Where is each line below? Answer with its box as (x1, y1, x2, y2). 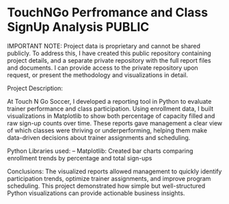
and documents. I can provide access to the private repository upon (7, 63, 198, 72)
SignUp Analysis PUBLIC (7, 19, 150, 35)
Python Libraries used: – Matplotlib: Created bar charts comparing (7, 147, 193, 155)
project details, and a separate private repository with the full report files (7, 56, 211, 64)
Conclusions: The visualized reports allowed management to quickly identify (7, 167, 222, 175)
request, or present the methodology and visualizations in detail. (7, 70, 189, 79)
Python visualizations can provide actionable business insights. (7, 189, 185, 197)
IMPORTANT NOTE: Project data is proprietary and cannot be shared (7, 42, 200, 50)
